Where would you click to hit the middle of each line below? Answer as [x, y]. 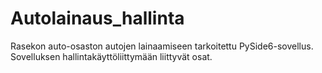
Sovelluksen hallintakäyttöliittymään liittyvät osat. [111, 56]
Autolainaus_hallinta [97, 18]
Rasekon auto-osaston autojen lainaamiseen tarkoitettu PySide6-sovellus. [162, 46]
